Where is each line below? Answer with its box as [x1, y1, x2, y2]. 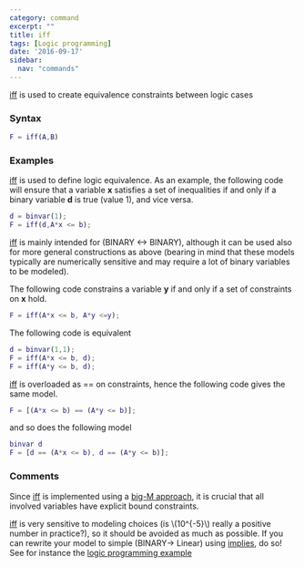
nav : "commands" [17, 65, 79, 74]
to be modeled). [9, 266, 70, 277]
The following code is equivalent [9, 327, 132, 338]
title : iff [9, 30, 51, 39]
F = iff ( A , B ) [9, 133, 59, 142]
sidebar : [9, 56, 43, 65]
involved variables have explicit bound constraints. [9, 500, 199, 511]
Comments [9, 470, 59, 483]
